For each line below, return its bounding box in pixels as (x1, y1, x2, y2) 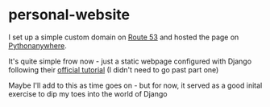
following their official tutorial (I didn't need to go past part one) (8, 64, 219, 74)
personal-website (8, 6, 131, 24)
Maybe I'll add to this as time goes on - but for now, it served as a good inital (8, 80, 263, 90)
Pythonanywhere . (8, 40, 67, 50)
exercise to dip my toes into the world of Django (8, 88, 168, 98)
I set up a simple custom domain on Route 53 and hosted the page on (8, 32, 239, 42)
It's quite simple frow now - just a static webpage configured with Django (8, 56, 252, 66)
